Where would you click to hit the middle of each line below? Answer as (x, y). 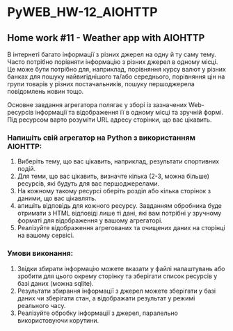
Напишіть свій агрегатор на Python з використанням (102, 138)
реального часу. (41, 305)
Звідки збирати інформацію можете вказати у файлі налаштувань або (121, 268)
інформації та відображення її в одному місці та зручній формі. (129, 112)
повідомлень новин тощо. (46, 91)
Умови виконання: (40, 253)
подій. (26, 169)
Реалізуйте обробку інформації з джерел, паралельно (98, 313)
